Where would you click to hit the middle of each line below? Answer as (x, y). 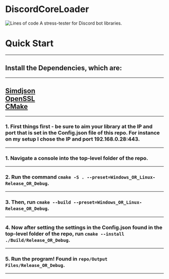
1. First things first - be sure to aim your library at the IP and (79, 126)
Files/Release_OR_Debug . (35, 265)
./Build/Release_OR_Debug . (38, 240)
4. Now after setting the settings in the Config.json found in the (84, 227)
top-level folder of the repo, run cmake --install (65, 233)
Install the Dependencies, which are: (64, 68)
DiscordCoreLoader (47, 9)
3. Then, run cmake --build (38, 202)
